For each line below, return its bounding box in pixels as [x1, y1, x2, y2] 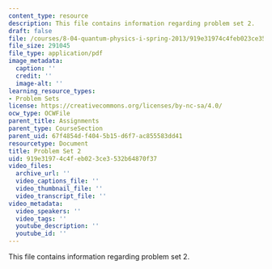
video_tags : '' [15, 215, 67, 223]
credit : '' [15, 72, 53, 80]
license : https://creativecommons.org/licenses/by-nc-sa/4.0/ [8, 102, 223, 110]
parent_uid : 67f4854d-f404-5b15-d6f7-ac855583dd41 [8, 132, 183, 140]
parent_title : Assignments [8, 117, 100, 125]
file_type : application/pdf [8, 49, 104, 57]
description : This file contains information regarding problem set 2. [8, 19, 255, 27]
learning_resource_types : [8, 86, 96, 95]
